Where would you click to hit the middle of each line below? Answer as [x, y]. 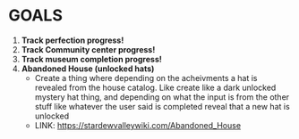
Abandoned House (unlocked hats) [88, 69]
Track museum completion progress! [91, 59]
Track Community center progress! [88, 49]
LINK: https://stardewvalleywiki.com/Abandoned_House [138, 125]
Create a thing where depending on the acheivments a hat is [146, 78]
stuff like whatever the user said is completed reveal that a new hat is [162, 106]
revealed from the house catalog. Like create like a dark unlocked [155, 87]
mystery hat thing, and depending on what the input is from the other [162, 97]
